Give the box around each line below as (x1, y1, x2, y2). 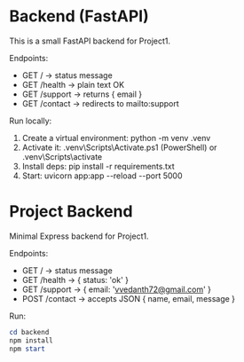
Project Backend (9, 201, 133, 222)
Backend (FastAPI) (9, 6, 149, 27)
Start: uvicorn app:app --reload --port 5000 (21, 170, 183, 181)
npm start (9, 344, 46, 353)
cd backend (9, 327, 50, 336)
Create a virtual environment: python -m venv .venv (21, 132, 211, 143)
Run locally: (9, 115, 52, 126)
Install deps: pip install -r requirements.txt (21, 161, 175, 171)
